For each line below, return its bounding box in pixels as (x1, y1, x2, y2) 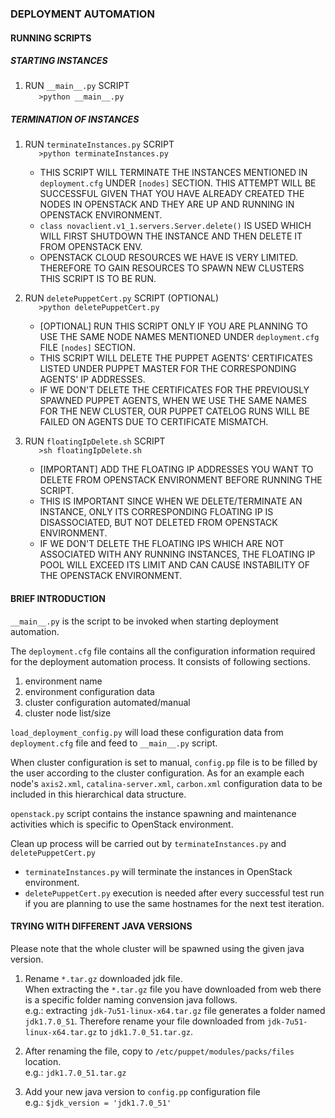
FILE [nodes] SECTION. (39, 342, 136, 354)
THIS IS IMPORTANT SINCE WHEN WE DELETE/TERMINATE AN (39, 495, 303, 507)
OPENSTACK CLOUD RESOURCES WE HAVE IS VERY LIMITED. (39, 252, 298, 264)
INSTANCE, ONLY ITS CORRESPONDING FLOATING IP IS (39, 506, 274, 518)
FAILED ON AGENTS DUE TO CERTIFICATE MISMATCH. (39, 416, 269, 428)
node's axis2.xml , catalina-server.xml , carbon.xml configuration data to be (10, 777, 323, 789)
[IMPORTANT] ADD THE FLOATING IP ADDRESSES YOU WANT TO (39, 463, 314, 476)
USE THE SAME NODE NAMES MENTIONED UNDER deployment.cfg (39, 331, 320, 343)
